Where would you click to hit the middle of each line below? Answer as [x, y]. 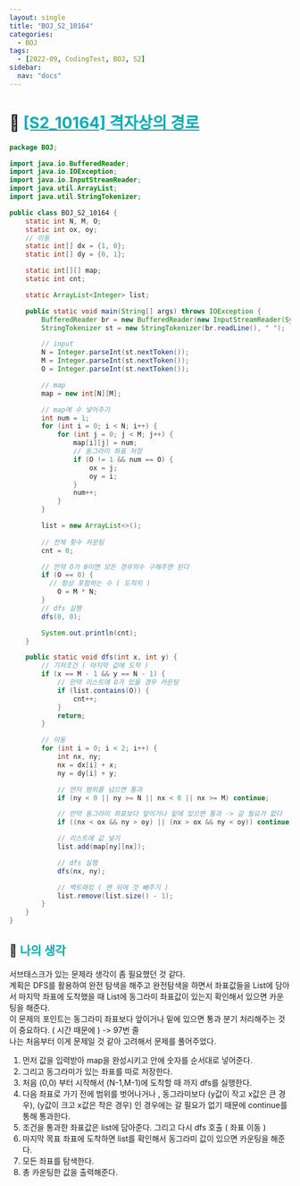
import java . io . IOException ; [63, 172]
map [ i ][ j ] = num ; [105, 443]
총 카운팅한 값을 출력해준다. [70, 1172]
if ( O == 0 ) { [67, 575]
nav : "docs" [40, 76]
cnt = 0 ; [58, 550]
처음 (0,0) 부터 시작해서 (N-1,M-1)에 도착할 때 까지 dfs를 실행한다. [137, 1082]
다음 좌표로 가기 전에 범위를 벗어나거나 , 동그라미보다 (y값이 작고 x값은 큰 [149, 1094]
